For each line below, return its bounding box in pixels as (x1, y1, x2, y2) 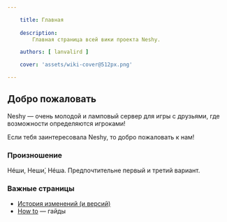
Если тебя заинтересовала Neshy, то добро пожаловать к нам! (7, 132, 195, 141)
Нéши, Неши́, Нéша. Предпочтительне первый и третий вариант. (7, 166, 200, 175)
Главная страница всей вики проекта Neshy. (32, 36, 161, 43)
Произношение (7, 150, 63, 160)
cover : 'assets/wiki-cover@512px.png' (20, 61, 133, 69)
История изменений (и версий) (17, 200, 111, 208)
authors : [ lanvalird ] (20, 48, 89, 56)
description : (20, 29, 58, 36)
